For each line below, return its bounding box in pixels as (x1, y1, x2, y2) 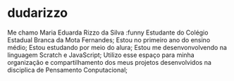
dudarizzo (7, 5, 68, 21)
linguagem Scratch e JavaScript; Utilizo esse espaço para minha (7, 51, 195, 59)
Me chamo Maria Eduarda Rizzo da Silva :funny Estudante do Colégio (7, 28, 209, 37)
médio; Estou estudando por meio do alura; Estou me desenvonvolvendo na (7, 43, 228, 51)
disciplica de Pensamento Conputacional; (7, 66, 128, 74)
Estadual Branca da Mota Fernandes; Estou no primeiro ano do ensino (7, 35, 211, 44)
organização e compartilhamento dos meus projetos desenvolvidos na (7, 58, 211, 66)
